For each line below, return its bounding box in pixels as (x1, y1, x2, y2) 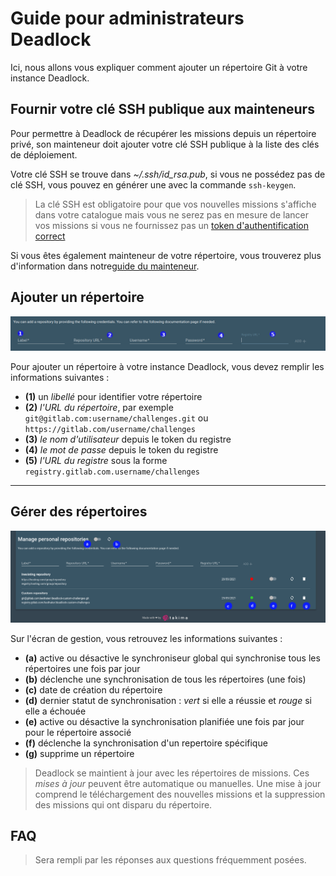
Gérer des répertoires (10, 503, 148, 521)
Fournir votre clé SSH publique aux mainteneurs (10, 101, 315, 118)
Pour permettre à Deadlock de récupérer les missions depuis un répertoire (10, 127, 317, 139)
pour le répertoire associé (24, 726, 132, 738)
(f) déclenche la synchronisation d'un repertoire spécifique (24, 737, 268, 749)
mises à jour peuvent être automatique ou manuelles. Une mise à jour (34, 777, 322, 789)
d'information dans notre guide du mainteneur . (10, 260, 200, 272)
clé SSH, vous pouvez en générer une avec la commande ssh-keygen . (10, 178, 297, 191)
